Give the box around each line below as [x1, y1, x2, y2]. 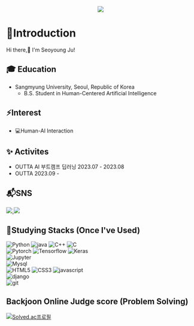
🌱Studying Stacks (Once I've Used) [6, 225, 141, 236]
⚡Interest [6, 108, 41, 118]
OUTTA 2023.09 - [14, 170, 60, 177]
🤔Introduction [6, 26, 76, 40]
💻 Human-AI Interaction [14, 127, 74, 134]
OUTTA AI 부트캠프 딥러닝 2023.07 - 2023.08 [14, 163, 125, 170]
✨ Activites [6, 146, 49, 156]
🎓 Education [6, 64, 57, 74]
